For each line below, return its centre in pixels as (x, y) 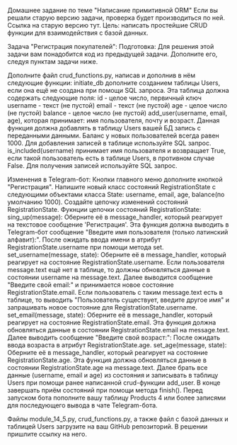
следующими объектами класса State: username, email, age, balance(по (116, 195)
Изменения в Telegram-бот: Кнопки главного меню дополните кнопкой (115, 179)
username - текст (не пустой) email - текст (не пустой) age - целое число (117, 105)
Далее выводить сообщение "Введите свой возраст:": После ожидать (114, 337)
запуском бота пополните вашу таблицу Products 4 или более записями (117, 398)
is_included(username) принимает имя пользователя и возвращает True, (117, 151)
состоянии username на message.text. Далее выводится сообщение (110, 277)
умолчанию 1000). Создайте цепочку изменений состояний (98, 202)
